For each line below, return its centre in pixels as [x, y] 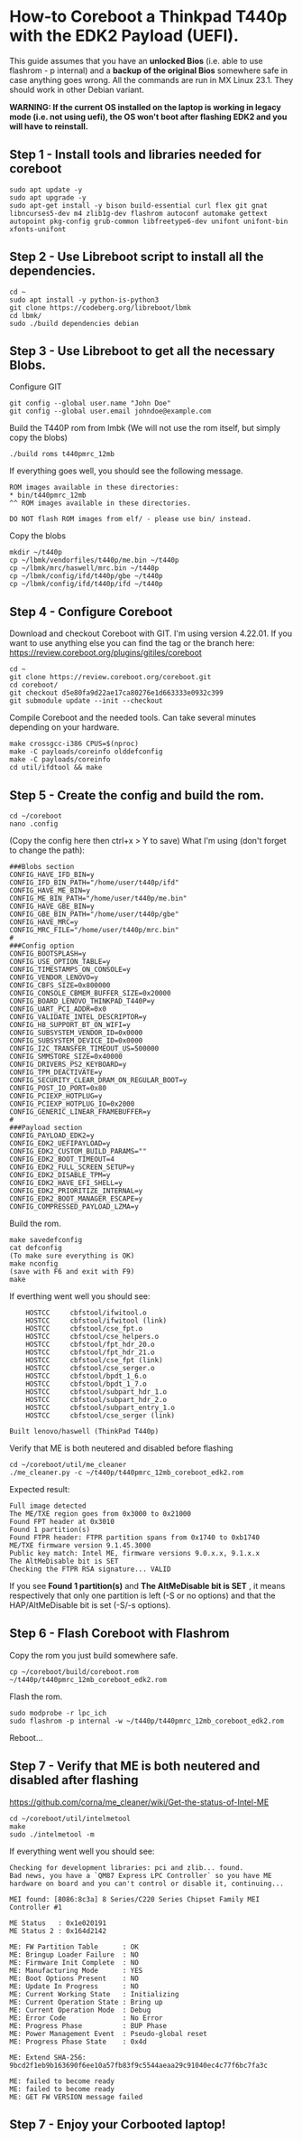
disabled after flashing [74, 1780]
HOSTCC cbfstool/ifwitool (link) [96, 1321]
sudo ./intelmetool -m [52, 1834]
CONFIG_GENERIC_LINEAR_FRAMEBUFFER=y [80, 1112]
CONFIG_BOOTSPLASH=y [48, 954]
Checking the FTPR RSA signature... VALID [90, 1569]
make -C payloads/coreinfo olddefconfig [87, 752]
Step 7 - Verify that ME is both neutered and [135, 1767]
